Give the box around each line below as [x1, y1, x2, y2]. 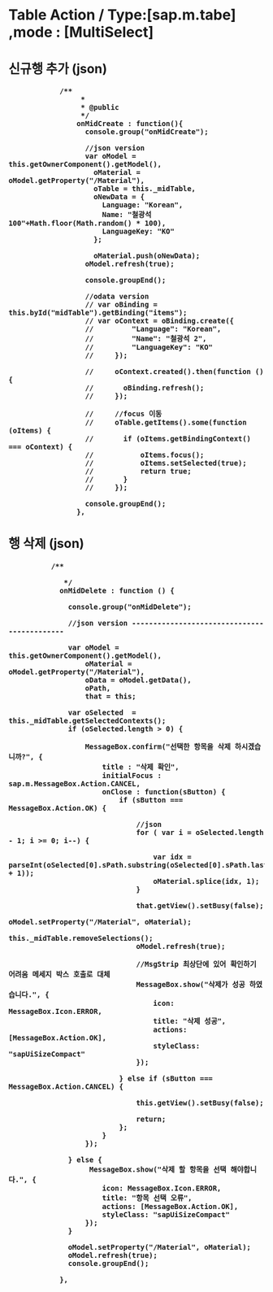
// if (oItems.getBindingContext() [84, 433, 252, 443]
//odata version [84, 291, 149, 301]
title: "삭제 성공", [153, 1016, 226, 1025]
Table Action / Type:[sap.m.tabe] [8, 6, 236, 24]
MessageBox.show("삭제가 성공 [136, 980, 245, 989]
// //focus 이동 [84, 409, 162, 418]
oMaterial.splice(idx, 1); [153, 877, 260, 885]
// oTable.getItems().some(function [84, 417, 247, 427]
